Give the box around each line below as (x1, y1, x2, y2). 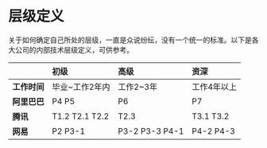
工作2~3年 (118, 81, 157, 92)
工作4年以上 (192, 81, 237, 92)
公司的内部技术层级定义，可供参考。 (14, 45, 133, 54)
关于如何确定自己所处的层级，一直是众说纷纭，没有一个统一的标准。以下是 (8, 35, 252, 45)
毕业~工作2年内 (52, 81, 110, 92)
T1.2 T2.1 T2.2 (52, 111, 110, 122)
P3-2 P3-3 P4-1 (118, 125, 184, 136)
